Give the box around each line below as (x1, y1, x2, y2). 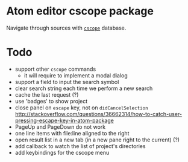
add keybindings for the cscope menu (14, 149, 110, 156)
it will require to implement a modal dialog (23, 71, 128, 79)
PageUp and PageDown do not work (14, 123, 106, 131)
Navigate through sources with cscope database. (6, 24, 127, 31)
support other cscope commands (14, 65, 96, 73)
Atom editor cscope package (6, 4, 154, 18)
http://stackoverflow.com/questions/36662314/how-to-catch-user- (14, 110, 183, 117)
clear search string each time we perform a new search (14, 85, 153, 92)
